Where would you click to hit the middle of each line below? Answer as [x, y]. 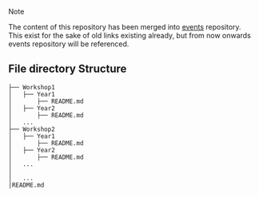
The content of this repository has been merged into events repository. [125, 27]
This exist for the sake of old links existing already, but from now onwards [130, 35]
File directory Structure [68, 69]
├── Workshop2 [32, 129]
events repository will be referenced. [69, 44]
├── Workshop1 [32, 87]
